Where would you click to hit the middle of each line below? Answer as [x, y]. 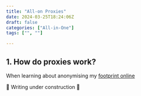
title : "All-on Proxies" [36, 11]
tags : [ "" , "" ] [24, 33]
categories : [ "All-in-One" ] [40, 28]
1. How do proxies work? [51, 62]
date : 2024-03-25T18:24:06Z [40, 17]
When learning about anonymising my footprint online [70, 76]
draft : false [22, 22]
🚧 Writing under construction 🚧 [43, 87]
